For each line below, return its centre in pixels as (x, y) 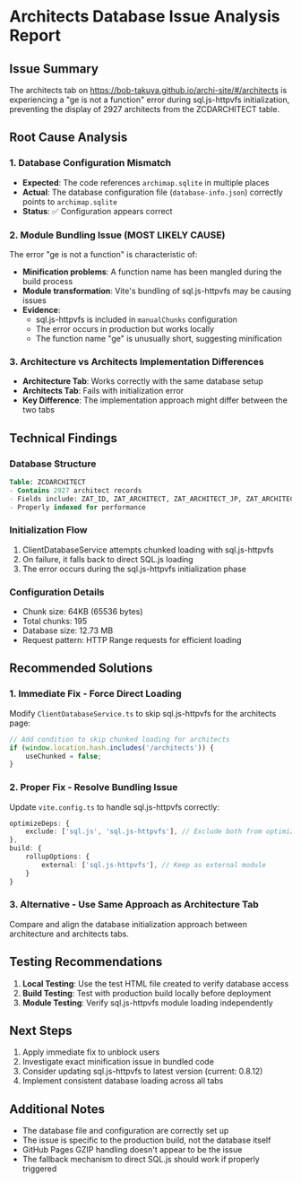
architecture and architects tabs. (69, 934)
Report (35, 35)
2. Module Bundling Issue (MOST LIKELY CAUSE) (117, 235)
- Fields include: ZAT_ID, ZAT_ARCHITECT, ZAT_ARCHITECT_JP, (126, 499)
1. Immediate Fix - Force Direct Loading (95, 694)
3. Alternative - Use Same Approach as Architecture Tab (134, 905)
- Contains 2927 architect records (76, 491)
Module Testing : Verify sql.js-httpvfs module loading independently (147, 1003)
